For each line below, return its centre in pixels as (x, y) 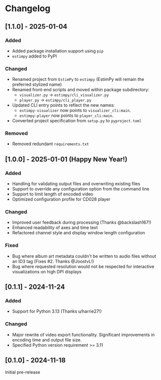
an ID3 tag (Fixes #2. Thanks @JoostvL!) (53, 261)
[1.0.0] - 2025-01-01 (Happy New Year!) (66, 159)
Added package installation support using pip (58, 51)
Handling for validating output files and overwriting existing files (76, 184)
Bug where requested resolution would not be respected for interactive (83, 266)
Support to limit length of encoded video (53, 194)
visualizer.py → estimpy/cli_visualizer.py (64, 95)
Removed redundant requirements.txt (50, 144)
